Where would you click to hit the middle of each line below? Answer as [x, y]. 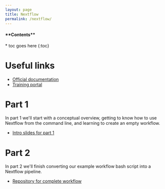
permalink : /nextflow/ [28, 19]
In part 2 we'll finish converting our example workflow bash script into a [78, 166]
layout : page [19, 10]
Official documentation [36, 79]
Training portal [27, 84]
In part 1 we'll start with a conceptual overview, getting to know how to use [81, 118]
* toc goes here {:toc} [27, 45]
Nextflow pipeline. [23, 172]
